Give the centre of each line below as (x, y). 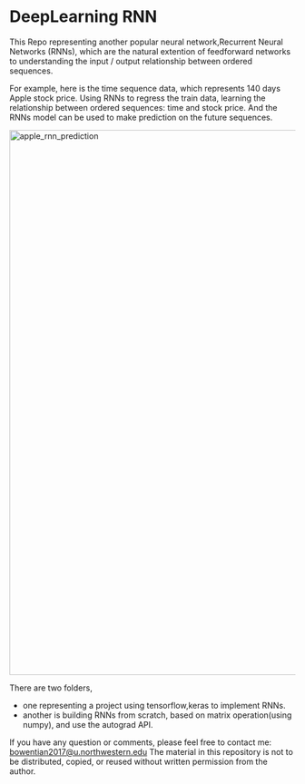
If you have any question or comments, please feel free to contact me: (141, 742)
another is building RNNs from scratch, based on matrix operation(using (157, 715)
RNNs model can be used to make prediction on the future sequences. (141, 117)
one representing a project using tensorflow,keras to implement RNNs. (154, 705)
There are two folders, (51, 688)
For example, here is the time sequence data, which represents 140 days (145, 88)
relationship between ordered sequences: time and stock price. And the (143, 107)
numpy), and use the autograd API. (88, 724)
